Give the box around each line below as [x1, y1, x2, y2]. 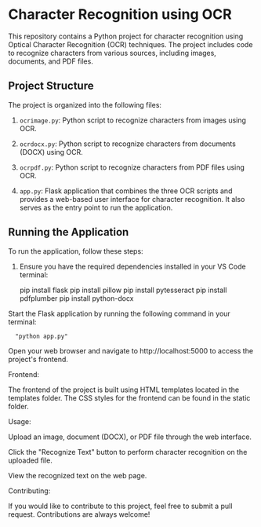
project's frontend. [8, 354, 69, 364]
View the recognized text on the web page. [8, 470, 147, 480]
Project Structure [8, 79, 94, 93]
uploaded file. [8, 456, 53, 465]
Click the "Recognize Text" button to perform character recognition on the [8, 447, 248, 456]
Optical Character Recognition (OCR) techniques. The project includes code [8, 39, 253, 49]
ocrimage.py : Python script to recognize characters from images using [19, 115, 247, 125]
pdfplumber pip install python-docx [19, 293, 134, 303]
